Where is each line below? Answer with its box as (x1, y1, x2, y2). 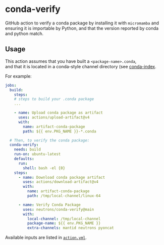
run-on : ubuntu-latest (14, 152, 61, 157)
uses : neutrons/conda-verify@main (23, 207, 94, 212)
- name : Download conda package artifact (18, 175, 106, 180)
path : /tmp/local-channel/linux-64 (27, 193, 101, 198)
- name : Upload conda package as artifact (14, 111, 103, 116)
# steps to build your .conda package (14, 97, 94, 102)
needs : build (14, 147, 41, 152)
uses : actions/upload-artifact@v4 (18, 115, 90, 120)
